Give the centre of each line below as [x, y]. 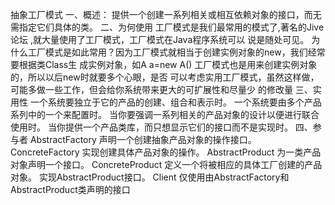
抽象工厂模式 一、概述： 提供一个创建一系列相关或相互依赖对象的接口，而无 [166, 14]
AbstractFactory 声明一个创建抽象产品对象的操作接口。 [143, 139]
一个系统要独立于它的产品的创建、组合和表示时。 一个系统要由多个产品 [175, 102]
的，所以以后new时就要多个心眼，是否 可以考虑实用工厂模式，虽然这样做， [165, 77]
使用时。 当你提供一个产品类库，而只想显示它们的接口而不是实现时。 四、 [161, 127]
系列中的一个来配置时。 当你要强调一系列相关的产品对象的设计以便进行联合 [165, 114]
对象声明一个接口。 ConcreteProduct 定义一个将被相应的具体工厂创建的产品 [166, 164]
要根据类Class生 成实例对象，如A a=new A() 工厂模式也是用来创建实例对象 [164, 64]
